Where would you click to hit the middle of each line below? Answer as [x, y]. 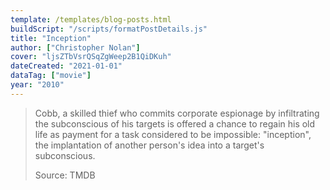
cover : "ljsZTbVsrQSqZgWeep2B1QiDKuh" [91, 57]
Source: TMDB [65, 175]
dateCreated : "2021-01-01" [66, 66]
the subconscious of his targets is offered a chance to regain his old [175, 123]
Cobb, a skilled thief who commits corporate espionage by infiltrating [177, 113]
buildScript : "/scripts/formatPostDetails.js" [109, 29]
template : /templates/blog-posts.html [91, 19]
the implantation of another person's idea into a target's [149, 145]
